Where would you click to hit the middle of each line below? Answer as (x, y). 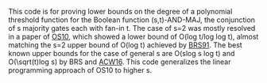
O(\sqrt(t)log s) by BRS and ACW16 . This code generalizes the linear (120, 62)
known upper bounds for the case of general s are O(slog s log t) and (122, 53)
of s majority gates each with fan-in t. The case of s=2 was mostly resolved (132, 28)
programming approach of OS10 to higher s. (80, 70)
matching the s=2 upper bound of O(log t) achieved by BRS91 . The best (125, 45)
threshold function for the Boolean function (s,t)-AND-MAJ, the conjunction (132, 20)
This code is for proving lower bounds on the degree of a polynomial (120, 11)
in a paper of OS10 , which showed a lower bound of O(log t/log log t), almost (133, 36)
